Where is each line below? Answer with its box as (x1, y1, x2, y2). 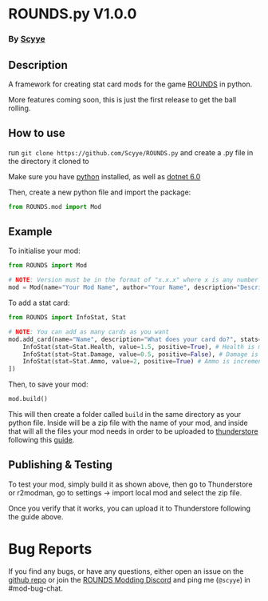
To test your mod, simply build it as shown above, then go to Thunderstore (8, 479, 253, 489)
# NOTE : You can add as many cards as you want (8, 327, 170, 336)
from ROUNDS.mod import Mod (8, 202, 102, 210)
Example (8, 225, 53, 238)
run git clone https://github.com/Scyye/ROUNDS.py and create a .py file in (8, 147, 254, 157)
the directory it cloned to (8, 156, 89, 166)
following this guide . (8, 435, 75, 445)
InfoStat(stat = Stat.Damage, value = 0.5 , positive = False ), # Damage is (22, 350, 259, 359)
